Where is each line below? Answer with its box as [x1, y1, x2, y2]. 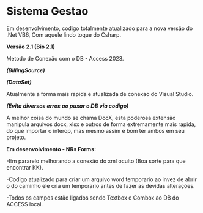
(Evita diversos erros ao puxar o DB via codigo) [6, 102, 129, 110]
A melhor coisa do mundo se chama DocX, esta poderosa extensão [6, 114, 176, 121]
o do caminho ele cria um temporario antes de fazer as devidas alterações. [6, 182, 195, 189]
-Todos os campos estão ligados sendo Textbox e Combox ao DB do [6, 194, 179, 201]
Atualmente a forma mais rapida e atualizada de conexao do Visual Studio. [6, 90, 194, 97]
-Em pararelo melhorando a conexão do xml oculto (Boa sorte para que [6, 157, 186, 165]
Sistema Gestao [6, 4, 89, 18]
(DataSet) [6, 78, 32, 86]
